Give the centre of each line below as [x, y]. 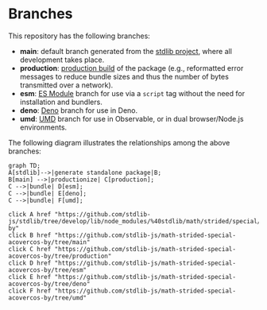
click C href [30, 249]
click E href [30, 277]
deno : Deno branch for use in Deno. [79, 110]
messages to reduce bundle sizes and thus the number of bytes [124, 76]
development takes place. [62, 60]
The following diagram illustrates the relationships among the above [119, 142]
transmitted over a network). [66, 85]
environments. [43, 127]
